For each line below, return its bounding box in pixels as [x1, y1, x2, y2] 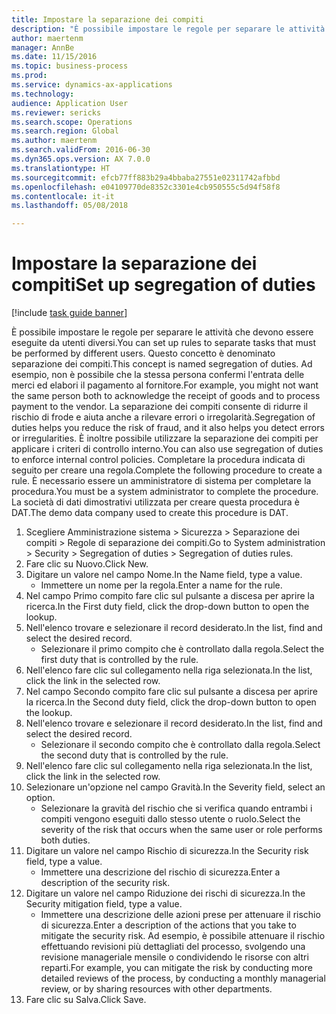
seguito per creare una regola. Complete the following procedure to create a [11, 464, 323, 476]
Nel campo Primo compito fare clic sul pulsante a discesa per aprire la [25, 590, 315, 602]
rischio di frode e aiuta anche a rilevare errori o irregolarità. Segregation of [11, 411, 316, 423]
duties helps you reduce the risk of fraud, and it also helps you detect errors [11, 422, 325, 434]
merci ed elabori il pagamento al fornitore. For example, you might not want [11, 379, 319, 391]
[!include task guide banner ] [11, 307, 128, 319]
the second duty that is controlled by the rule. [40, 749, 229, 761]
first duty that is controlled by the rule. [40, 654, 199, 666]
